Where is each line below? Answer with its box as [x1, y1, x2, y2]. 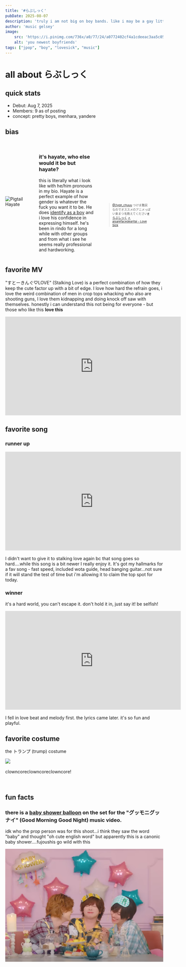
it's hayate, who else [39, 153, 90, 160]
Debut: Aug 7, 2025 [12, 102, 53, 108]
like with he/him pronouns [39, 183, 93, 189]
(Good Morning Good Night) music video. [19, 817, 122, 824]
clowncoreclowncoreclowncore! [5, 769, 72, 775]
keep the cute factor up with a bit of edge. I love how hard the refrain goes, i [5, 285, 162, 291]
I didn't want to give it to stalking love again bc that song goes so [5, 556, 139, 562]
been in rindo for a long [39, 225, 87, 231]
